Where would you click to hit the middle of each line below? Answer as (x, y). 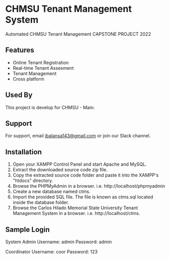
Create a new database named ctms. (51, 192)
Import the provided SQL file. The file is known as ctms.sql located (83, 197)
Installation (24, 152)
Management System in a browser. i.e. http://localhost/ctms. (76, 213)
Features (20, 50)
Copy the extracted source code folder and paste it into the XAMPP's (86, 175)
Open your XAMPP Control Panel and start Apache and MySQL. (80, 164)
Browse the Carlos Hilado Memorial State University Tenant (75, 208)
